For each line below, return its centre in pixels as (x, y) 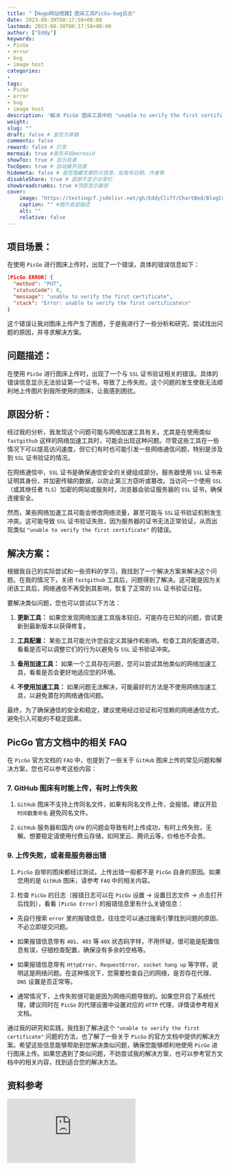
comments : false (30, 141)
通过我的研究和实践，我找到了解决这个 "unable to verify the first (103, 1027)
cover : (16, 192)
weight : (18, 122)
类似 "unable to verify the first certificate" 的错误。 (94, 530)
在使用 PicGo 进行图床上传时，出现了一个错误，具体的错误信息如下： (103, 265)
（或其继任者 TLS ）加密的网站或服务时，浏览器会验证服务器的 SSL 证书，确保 (115, 489)
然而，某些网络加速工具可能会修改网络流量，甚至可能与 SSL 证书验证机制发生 (115, 513)
